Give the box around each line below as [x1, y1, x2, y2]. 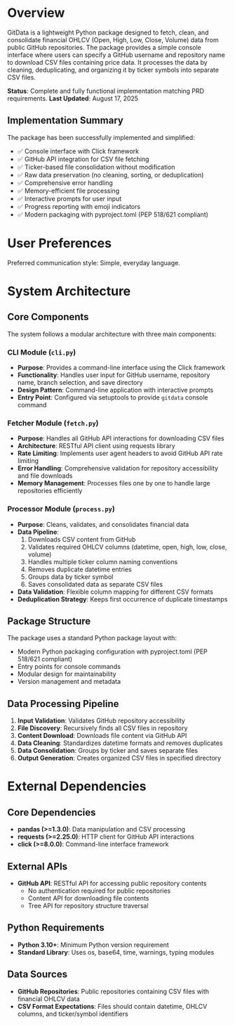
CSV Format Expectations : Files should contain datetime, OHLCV [17, 1002, 208, 1010]
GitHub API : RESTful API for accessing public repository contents [17, 879, 207, 888]
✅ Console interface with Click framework [17, 146, 139, 155]
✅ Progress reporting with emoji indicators [17, 202, 141, 210]
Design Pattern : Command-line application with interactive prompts [17, 386, 214, 394]
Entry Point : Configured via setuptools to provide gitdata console [17, 393, 208, 402]
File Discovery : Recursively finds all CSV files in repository [17, 724, 188, 732]
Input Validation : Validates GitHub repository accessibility [17, 716, 186, 725]
